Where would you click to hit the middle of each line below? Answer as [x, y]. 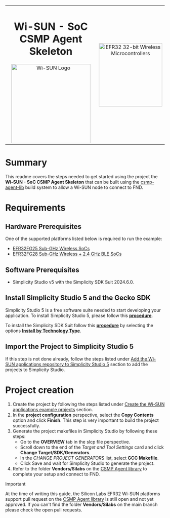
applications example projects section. [53, 409]
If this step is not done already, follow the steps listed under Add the [76, 358]
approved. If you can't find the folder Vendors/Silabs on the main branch [81, 504]
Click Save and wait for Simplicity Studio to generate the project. [87, 463]
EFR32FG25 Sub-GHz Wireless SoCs [51, 249]
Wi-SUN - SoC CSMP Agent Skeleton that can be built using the [73, 182]
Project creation [40, 390]
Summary [26, 163]
